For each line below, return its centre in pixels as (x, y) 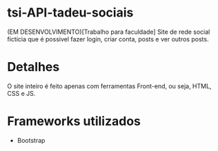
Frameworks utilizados (74, 121)
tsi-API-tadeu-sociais (70, 13)
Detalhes (33, 67)
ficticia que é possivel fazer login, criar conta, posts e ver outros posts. (108, 39)
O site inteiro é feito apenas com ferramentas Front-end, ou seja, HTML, (109, 86)
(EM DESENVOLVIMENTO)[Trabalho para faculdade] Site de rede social (109, 32)
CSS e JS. (21, 93)
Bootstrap (31, 140)
